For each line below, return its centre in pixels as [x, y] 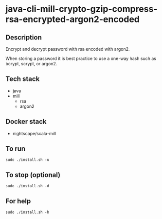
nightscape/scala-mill [34, 133]
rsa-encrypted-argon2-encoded [73, 19]
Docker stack [26, 122]
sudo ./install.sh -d [27, 186]
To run [16, 149]
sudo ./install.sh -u [27, 160]
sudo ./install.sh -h [27, 212]
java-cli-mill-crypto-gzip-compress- [81, 9]
